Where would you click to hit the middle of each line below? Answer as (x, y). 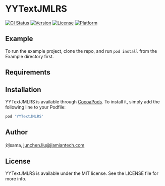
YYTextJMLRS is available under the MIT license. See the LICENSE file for (82, 173)
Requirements (28, 72)
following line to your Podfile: (36, 107)
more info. (16, 179)
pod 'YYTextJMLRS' (24, 116)
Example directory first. (30, 56)
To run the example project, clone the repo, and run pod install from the (81, 51)
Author (16, 132)
